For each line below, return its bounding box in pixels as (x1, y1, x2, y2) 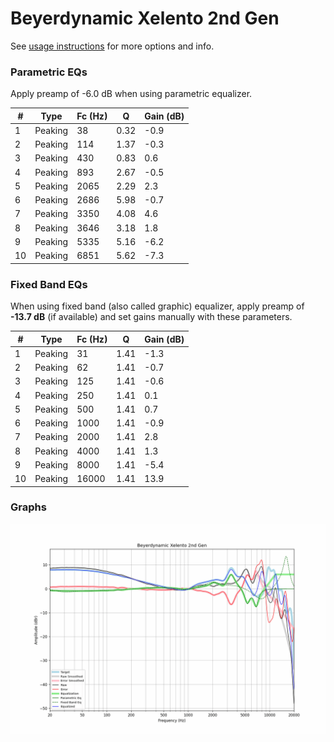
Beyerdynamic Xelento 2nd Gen (10, 7, 280, 30)
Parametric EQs (10, 65, 88, 79)
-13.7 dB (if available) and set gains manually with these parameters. (10, 311, 293, 323)
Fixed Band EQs (10, 277, 88, 291)
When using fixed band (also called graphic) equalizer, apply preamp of (10, 300, 305, 312)
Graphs (10, 500, 47, 514)
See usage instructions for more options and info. (10, 40, 215, 52)
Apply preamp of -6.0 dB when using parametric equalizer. (10, 88, 253, 100)
